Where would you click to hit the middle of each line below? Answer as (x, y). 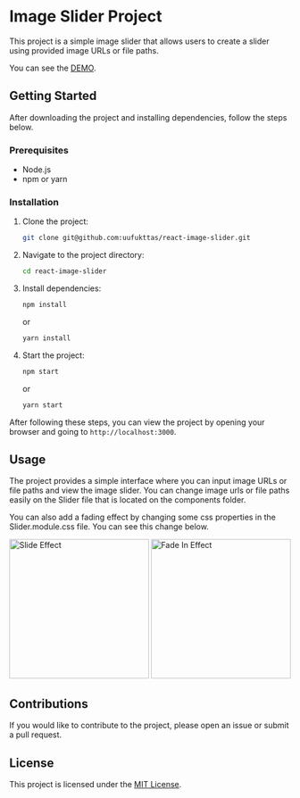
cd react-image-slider (64, 271)
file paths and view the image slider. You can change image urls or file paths (150, 490)
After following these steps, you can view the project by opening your (137, 422)
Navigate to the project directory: (83, 255)
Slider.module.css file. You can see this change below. (109, 527)
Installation (34, 202)
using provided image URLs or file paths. (84, 50)
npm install (44, 305)
